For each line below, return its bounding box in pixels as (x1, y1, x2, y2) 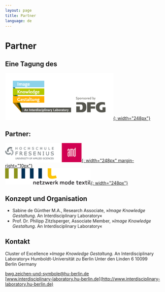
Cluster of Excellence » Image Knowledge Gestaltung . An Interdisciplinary (5, 251, 154, 256)
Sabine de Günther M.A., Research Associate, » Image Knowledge (12, 208, 145, 213)
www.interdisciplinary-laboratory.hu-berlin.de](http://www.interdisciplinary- (6, 276, 161, 282)
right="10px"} (5, 163, 33, 169)
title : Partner (5, 13, 36, 18)
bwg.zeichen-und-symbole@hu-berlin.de (5, 270, 89, 276)
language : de (5, 18, 32, 23)
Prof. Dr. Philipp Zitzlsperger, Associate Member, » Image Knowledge (12, 218, 151, 224)
